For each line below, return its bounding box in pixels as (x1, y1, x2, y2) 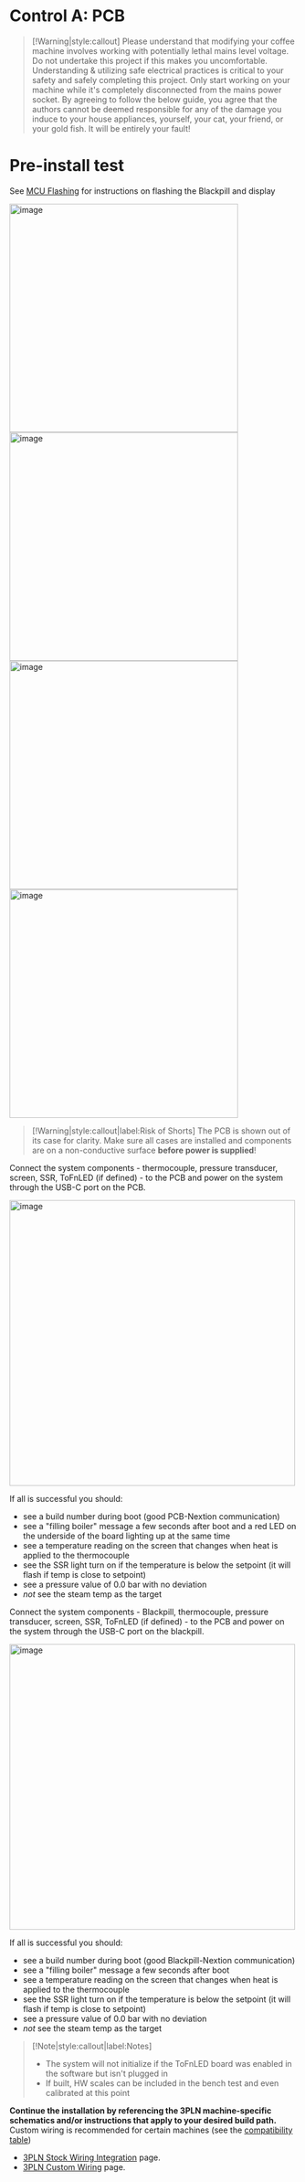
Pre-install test (9, 155, 125, 176)
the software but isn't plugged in (45, 2068, 169, 2079)
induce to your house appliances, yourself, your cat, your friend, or (31, 113, 284, 124)
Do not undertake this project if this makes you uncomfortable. (31, 55, 268, 66)
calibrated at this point (45, 2087, 131, 2098)
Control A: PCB (9, 5, 125, 27)
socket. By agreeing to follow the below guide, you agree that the (31, 93, 278, 105)
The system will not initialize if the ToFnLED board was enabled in (45, 2058, 292, 2069)
